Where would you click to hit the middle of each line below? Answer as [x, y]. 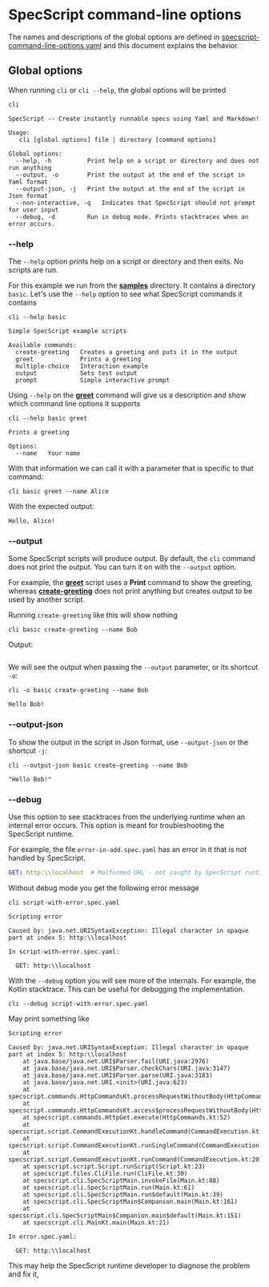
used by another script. [47, 599]
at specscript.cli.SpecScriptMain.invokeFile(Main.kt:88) [121, 1180]
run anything [30, 167]
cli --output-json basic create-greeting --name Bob [98, 765]
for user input [34, 210]
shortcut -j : [28, 750]
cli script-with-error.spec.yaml [64, 902]
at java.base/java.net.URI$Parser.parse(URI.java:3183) [118, 1075]
